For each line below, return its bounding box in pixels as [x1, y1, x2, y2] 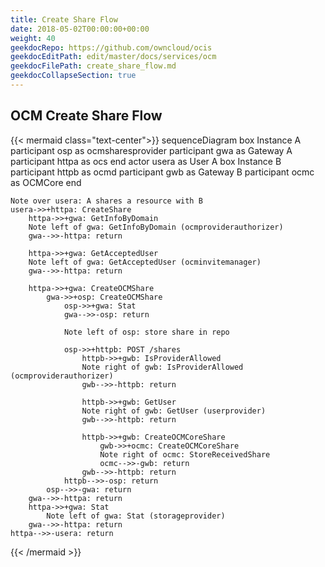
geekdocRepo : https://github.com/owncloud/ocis [10, 42, 213, 53]
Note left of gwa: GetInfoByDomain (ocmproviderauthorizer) [28, 222, 284, 232]
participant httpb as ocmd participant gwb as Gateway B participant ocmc [10, 166, 315, 178]
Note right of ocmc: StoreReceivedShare [99, 449, 271, 460]
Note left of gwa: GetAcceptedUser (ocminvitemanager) [28, 257, 262, 267]
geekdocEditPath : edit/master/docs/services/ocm [10, 52, 217, 62]
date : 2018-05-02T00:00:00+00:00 [10, 24, 150, 34]
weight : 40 [10, 33, 56, 43]
